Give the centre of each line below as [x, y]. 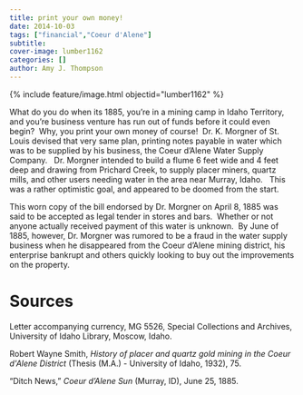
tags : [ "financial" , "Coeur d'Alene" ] [81, 35]
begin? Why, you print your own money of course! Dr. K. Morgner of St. [144, 131]
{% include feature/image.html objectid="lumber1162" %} [117, 94]
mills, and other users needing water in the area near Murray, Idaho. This [147, 179]
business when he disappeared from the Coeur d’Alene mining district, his [147, 245]
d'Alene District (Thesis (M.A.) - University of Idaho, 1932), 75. [126, 363]
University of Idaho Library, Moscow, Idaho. [91, 336]
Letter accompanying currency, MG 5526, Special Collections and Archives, [151, 326]
